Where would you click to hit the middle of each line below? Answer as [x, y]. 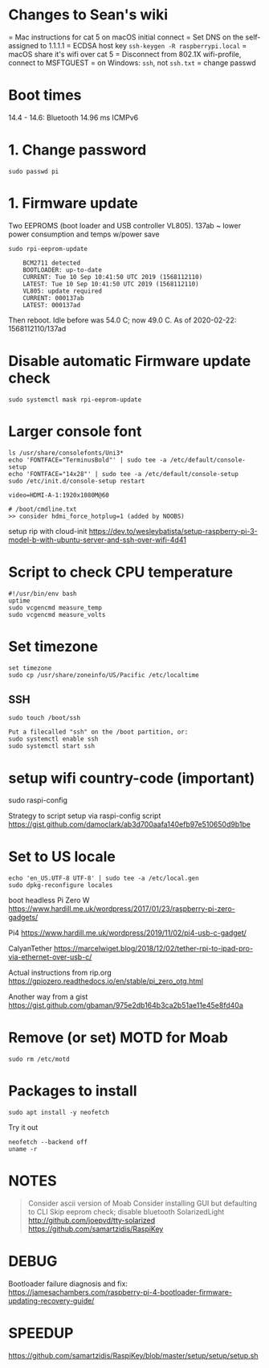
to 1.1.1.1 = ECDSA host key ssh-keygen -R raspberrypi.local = [143, 45]
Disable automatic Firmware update [130, 361]
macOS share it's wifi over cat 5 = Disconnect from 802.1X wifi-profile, [125, 54]
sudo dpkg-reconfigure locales [61, 885]
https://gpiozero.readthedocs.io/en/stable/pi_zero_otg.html [106, 981]
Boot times [45, 95]
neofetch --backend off [48, 1142]
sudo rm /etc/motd [39, 1059]
